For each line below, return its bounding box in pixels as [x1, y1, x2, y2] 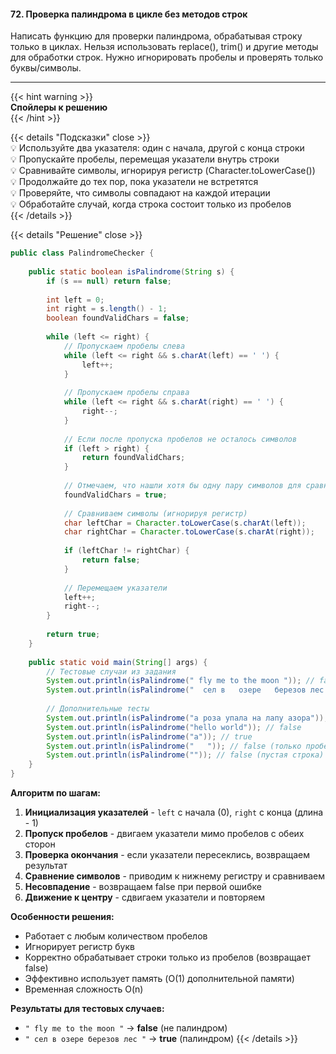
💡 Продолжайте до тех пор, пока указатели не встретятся [10, 176, 259, 188]
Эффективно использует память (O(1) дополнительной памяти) [24, 973, 295, 985]
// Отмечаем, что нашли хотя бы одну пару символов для [63, 481, 302, 491]
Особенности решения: [10, 911, 115, 923]
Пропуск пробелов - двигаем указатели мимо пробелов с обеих [24, 828, 305, 840]
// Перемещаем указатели [63, 583, 168, 593]
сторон [24, 838, 56, 850]
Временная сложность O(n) [24, 983, 144, 995]
